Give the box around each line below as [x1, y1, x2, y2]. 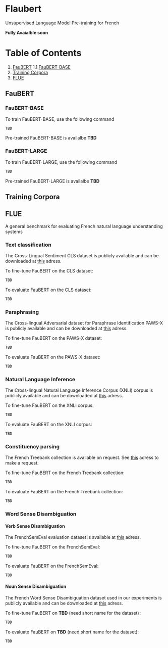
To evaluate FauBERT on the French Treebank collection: [5, 489, 123, 495]
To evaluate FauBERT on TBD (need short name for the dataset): [5, 629, 139, 635]
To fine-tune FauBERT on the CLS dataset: [5, 268, 93, 274]
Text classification [5, 241, 51, 248]
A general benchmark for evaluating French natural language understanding [5, 223, 163, 229]
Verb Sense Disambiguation [5, 523, 65, 529]
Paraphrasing [5, 308, 39, 315]
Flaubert [5, 3, 42, 15]
